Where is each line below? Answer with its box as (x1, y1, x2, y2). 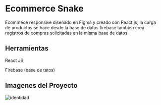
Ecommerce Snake (5, 3, 84, 14)
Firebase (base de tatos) (5, 67, 55, 73)
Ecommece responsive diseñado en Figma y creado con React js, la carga (5, 19, 156, 25)
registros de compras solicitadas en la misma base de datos (5, 30, 128, 36)
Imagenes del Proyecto (5, 81, 78, 90)
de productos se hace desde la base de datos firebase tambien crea (5, 24, 145, 30)
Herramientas (5, 44, 49, 52)
